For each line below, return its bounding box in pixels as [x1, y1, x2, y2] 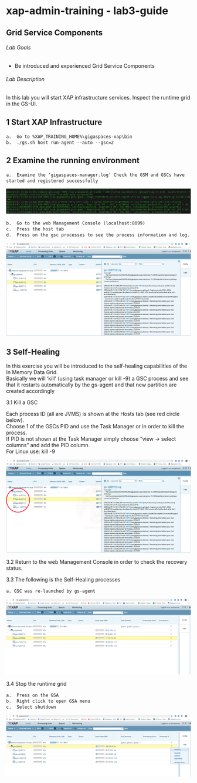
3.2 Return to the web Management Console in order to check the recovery [6, 558, 188, 565]
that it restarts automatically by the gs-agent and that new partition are [6, 381, 177, 388]
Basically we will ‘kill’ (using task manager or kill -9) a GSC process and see [6, 375, 189, 382]
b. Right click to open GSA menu [6, 698, 91, 705]
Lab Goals [6, 44, 31, 51]
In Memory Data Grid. [6, 369, 58, 376]
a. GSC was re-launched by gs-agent [6, 588, 96, 594]
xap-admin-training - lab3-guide [6, 4, 169, 18]
